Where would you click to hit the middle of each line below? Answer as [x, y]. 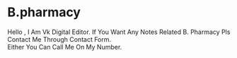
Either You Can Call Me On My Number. [65, 47]
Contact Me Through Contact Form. [59, 39]
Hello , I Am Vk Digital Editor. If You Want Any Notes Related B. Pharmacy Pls [119, 32]
